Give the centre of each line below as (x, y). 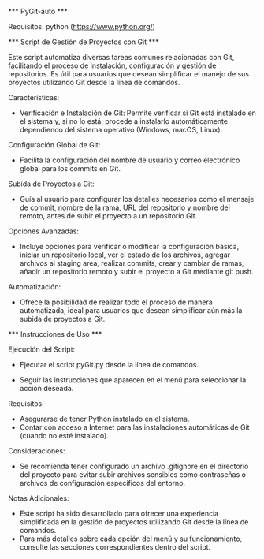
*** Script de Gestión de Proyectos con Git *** (84, 42)
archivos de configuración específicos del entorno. (102, 483)
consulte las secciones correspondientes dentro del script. (115, 547)
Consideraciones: (37, 451)
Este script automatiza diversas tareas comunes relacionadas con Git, (121, 57)
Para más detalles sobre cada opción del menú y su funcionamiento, (131, 539)
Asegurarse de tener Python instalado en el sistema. (104, 419)
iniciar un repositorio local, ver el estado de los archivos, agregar (125, 255)
